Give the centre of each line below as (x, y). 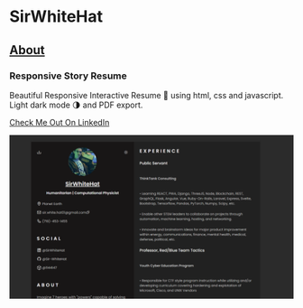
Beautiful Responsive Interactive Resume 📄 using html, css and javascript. (147, 95)
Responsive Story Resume (69, 76)
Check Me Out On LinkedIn (60, 122)
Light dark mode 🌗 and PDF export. (76, 105)
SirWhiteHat (56, 17)
